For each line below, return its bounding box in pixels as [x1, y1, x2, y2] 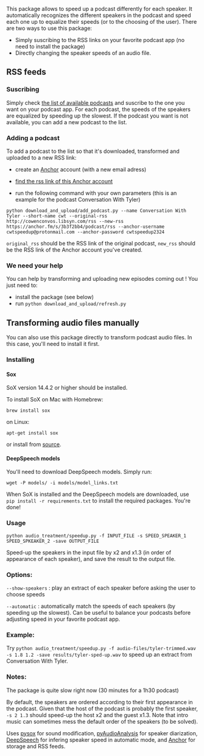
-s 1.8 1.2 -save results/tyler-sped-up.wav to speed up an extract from [6, 651, 192, 659]
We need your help [6, 261, 63, 270]
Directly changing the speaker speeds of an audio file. [15, 49, 151, 57]
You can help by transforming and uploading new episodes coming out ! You [6, 275, 198, 283]
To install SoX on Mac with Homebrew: [6, 396, 104, 403]
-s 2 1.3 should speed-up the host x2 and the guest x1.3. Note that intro [6, 711, 189, 718]
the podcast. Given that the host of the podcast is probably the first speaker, [6, 705, 198, 712]
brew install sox [6, 408, 51, 414]
